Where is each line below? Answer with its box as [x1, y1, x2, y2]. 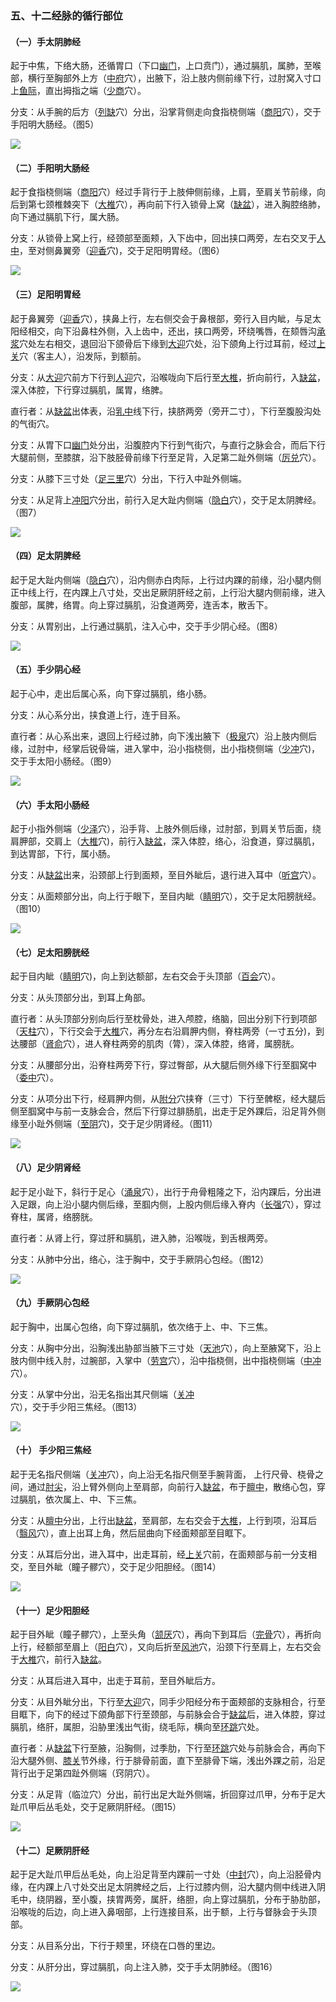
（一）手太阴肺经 [10, 35, 81, 47]
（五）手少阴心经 [10, 663, 81, 676]
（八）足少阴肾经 [10, 1161, 81, 1173]
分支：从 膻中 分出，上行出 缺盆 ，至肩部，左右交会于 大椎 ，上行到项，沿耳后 [10, 1514, 317, 1526]
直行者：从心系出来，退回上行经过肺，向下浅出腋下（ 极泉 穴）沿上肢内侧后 [10, 730, 317, 742]
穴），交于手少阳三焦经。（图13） [10, 1400, 143, 1412]
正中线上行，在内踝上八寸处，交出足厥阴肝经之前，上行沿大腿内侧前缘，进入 [10, 586, 326, 598]
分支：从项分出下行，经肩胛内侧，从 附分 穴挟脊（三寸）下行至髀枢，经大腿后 [10, 1093, 326, 1105]
